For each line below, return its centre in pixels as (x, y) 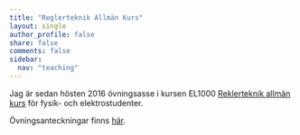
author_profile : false (52, 34)
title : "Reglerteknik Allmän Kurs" (76, 18)
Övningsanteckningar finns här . (68, 120)
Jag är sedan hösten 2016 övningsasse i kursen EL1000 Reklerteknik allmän (150, 93)
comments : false (40, 51)
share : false (34, 43)
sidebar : (26, 59)
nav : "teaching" (48, 68)
